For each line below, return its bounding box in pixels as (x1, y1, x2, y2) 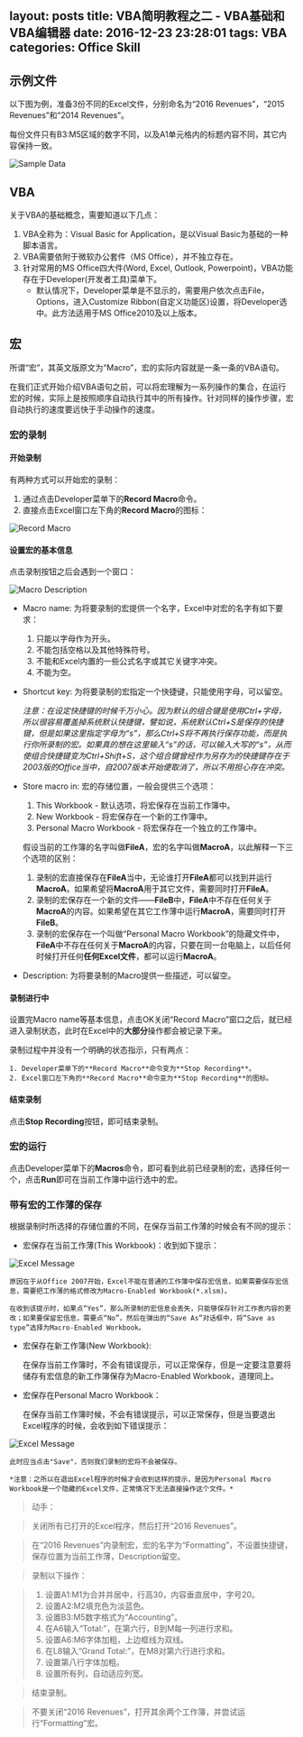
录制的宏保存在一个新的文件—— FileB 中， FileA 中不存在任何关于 (35, 895, 272, 906)
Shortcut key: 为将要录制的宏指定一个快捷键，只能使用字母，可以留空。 (22, 686, 289, 697)
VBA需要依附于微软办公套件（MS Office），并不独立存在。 (22, 251, 238, 262)
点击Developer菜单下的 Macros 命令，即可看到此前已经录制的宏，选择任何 (9, 1162, 282, 1174)
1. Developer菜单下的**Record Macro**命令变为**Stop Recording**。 (9, 1065, 256, 1074)
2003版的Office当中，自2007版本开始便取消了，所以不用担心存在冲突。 (22, 762, 290, 773)
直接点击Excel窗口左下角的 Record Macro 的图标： (22, 504, 207, 516)
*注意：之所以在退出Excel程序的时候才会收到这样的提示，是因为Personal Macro (9, 1475, 272, 1485)
